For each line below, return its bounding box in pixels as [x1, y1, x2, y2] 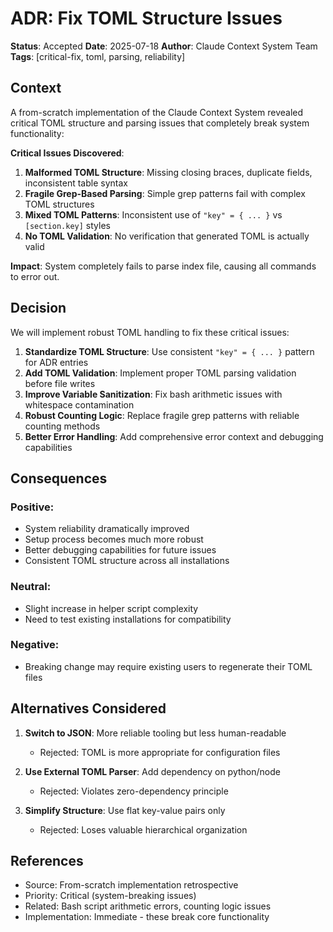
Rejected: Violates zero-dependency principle [39, 785, 229, 797]
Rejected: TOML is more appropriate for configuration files [39, 746, 281, 758]
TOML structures [24, 198, 95, 210]
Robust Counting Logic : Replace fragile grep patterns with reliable [24, 409, 300, 421]
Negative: [10, 638, 60, 652]
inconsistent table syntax [24, 177, 128, 189]
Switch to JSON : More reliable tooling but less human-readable [24, 727, 287, 739]
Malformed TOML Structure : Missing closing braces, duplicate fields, [24, 166, 313, 178]
